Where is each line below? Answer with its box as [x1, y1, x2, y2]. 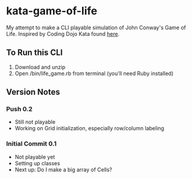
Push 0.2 [6, 105, 33, 113]
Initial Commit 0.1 [6, 140, 57, 148]
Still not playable [14, 118, 56, 126]
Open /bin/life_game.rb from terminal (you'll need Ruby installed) [14, 70, 174, 77]
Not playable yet [14, 153, 55, 161]
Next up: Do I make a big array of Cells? [14, 166, 112, 173]
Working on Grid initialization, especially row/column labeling [14, 125, 165, 132]
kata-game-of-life [6, 4, 97, 18]
